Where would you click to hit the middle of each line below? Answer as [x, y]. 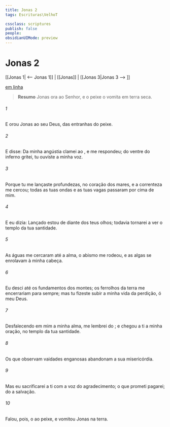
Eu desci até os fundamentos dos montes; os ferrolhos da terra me [75, 288]
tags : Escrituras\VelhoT [31, 15]
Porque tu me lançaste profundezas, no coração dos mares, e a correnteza [84, 184]
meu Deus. [16, 299]
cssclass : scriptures [28, 24]
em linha [14, 87]
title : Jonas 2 [21, 10]
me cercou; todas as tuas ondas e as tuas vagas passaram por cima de [80, 190]
